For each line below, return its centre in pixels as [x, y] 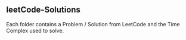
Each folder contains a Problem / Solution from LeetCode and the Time [93, 24]
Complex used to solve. [35, 30]
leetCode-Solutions [43, 10]
